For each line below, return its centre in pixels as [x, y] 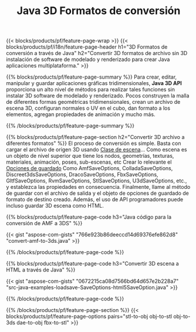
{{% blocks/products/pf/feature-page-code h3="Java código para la [89, 217]
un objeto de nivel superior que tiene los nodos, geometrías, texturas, [90, 156]
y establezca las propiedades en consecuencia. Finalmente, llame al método [98, 187]
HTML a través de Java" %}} [41, 270]
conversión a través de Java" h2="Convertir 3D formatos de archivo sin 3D [97, 53]
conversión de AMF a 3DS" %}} [44, 223]
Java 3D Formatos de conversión [99, 11]
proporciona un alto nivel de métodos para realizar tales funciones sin [90, 90]
